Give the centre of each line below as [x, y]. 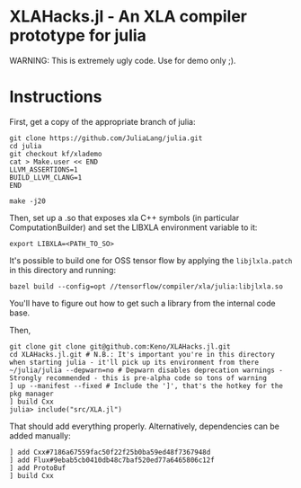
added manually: [40, 435]
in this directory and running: [63, 270]
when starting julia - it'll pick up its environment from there [134, 362]
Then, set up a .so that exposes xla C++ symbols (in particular [124, 217]
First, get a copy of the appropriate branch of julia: [102, 121]
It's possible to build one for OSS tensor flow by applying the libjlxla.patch [151, 260]
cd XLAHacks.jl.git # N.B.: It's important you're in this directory [142, 354]
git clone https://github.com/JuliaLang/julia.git [106, 138]
